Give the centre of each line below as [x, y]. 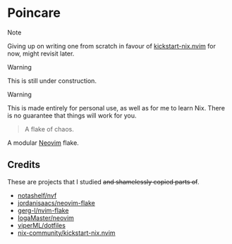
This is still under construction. [52, 81]
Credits [24, 165]
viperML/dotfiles [41, 225]
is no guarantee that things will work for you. [72, 115]
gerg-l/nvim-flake [43, 210]
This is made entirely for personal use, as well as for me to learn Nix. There [116, 108]
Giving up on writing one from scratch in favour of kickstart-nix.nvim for [112, 46]
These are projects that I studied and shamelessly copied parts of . [103, 181]
